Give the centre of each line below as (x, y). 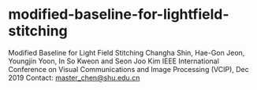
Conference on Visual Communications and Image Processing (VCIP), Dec (129, 69)
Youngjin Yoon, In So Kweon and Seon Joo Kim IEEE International (114, 61)
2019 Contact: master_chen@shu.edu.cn (74, 77)
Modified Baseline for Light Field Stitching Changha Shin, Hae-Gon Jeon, (127, 52)
